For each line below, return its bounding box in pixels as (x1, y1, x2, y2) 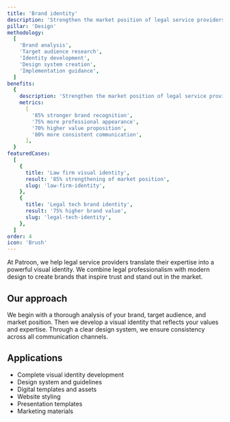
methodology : (7, 29, 44, 36)
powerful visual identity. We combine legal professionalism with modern (7, 265, 210, 274)
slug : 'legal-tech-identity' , (25, 214, 112, 221)
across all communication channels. (7, 332, 108, 340)
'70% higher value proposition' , (31, 125, 127, 132)
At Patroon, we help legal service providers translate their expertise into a (7, 258, 214, 266)
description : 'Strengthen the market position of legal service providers (7, 16, 225, 23)
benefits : (7, 80, 36, 87)
